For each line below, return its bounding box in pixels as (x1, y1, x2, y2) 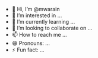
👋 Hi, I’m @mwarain (11, 6, 60, 12)
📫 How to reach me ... (11, 31, 67, 38)
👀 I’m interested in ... (11, 12, 62, 19)
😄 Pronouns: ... (11, 40, 50, 47)
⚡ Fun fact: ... (11, 46, 45, 53)
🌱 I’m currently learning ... (11, 18, 75, 25)
